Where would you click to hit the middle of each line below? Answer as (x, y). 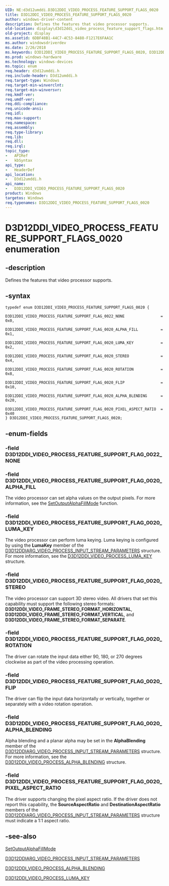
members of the (22, 810)
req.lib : (14, 137)
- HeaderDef (20, 170)
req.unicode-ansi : (24, 109)
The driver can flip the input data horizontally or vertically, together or (77, 699)
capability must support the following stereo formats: (60, 604)
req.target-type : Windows (32, 80)
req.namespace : (21, 123)
